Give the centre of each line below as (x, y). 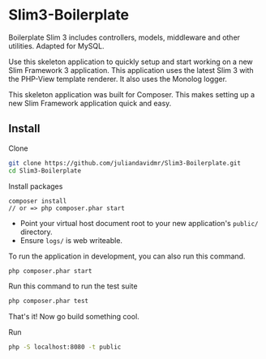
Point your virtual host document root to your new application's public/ (139, 223)
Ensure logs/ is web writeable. (71, 240)
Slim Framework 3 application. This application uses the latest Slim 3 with (131, 70)
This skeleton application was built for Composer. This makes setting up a (132, 94)
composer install (38, 201)
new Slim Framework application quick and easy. (90, 103)
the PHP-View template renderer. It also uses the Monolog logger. (118, 79)
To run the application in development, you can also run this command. (127, 256)
